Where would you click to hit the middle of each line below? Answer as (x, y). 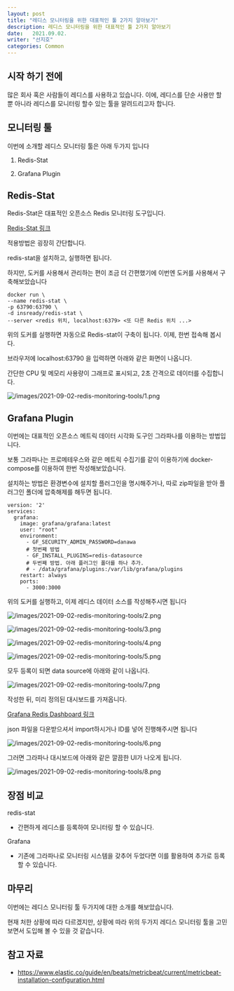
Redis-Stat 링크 (29, 228)
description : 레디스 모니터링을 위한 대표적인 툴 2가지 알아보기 (89, 27)
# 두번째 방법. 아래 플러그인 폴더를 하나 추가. (85, 563)
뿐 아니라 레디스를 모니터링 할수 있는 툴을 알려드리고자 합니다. (91, 103)
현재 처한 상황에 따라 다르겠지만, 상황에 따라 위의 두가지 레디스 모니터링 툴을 (111, 922)
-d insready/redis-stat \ (45, 314)
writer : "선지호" (30, 40)
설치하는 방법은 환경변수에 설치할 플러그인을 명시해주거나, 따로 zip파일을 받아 (113, 483)
